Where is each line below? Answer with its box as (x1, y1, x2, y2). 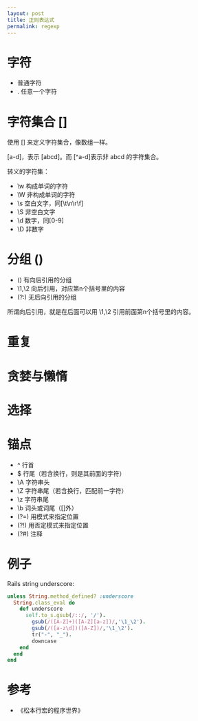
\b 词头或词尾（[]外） (16, 503, 78, 512)
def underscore (19, 605, 63, 613)
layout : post (7, 10, 45, 17)
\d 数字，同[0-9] (16, 216, 64, 224)
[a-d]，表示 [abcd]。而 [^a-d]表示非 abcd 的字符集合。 (7, 153, 163, 161)
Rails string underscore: (7, 579, 75, 587)
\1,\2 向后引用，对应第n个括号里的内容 (16, 284, 125, 293)
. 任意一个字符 (16, 87, 57, 96)
